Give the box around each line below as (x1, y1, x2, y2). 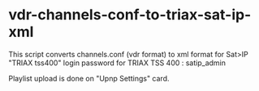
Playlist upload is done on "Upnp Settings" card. (8, 73, 170, 83)
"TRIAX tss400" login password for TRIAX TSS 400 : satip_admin (8, 58, 226, 68)
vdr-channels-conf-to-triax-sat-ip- (8, 6, 252, 24)
